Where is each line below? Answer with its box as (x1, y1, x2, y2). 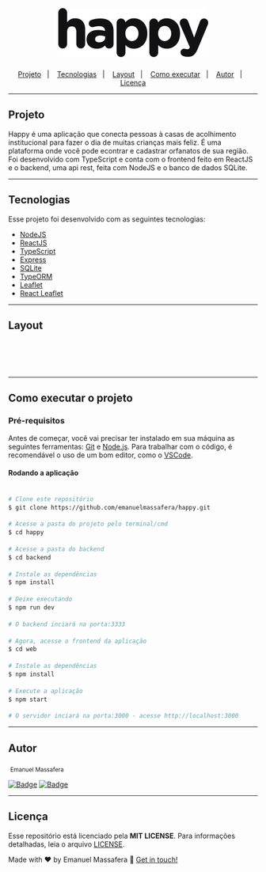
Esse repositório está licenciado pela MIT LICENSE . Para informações (8, 831, 236, 840)
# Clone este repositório (8, 495, 93, 503)
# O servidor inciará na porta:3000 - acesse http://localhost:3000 (8, 712, 239, 720)
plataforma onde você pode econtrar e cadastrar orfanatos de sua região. (8, 146, 249, 155)
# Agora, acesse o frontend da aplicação (8, 637, 147, 645)
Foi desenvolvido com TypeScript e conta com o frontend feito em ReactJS (8, 154, 253, 164)
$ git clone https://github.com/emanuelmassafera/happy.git (8, 503, 211, 511)
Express (19, 255, 47, 264)
